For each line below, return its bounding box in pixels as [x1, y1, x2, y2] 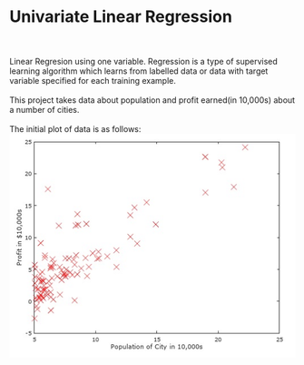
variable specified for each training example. [9, 75, 177, 86]
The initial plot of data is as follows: [9, 123, 142, 134]
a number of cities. [9, 104, 80, 115]
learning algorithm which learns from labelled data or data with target [9, 66, 269, 76]
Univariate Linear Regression [9, 6, 233, 27]
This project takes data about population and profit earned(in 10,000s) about [9, 94, 296, 106]
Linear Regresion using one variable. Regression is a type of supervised [9, 56, 279, 66]
